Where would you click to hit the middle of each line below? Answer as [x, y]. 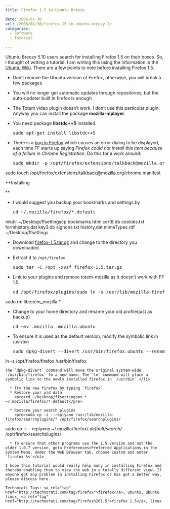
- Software [21, 34]
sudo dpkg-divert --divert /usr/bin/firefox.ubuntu [78, 351]
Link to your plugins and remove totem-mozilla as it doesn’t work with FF [88, 277]
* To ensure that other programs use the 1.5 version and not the [81, 443]
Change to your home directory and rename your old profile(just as [82, 311]
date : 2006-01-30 [24, 19]
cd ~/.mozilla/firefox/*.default [54, 212]
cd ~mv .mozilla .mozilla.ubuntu [54, 326]
